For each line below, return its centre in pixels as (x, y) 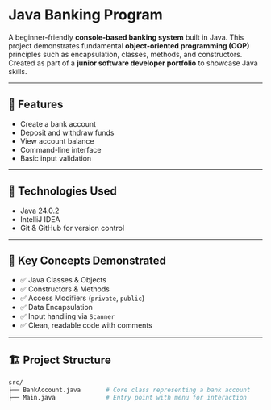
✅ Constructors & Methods (65, 289)
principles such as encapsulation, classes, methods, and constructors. (125, 54)
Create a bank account (58, 123)
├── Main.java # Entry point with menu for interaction (128, 397)
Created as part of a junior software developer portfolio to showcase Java (133, 63)
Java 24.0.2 (40, 211)
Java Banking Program (85, 15)
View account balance (57, 141)
